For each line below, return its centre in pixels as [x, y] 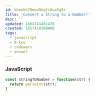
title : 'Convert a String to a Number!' [48, 14]
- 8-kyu [18, 42]
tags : [11, 33]
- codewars [21, 47]
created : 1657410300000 [30, 28]
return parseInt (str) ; [33, 84]
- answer [19, 51]
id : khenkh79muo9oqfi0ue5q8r [35, 10]
